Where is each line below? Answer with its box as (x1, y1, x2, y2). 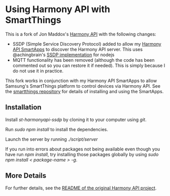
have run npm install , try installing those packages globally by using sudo (5, 151, 159, 158)
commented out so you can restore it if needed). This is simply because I (12, 62, 165, 68)
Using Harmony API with (5, 4, 111, 15)
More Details (5, 171, 47, 180)
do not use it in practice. (12, 67, 64, 74)
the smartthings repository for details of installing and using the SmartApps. (5, 88, 164, 94)
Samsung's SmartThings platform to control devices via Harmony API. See (5, 83, 161, 89)
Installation (5, 103, 42, 112)
